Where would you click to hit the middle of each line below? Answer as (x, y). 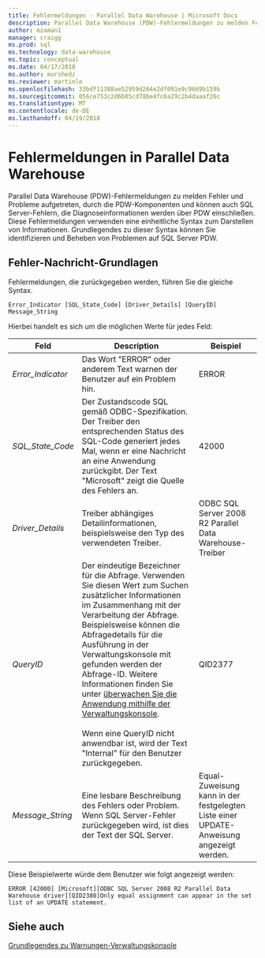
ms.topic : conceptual (44, 60)
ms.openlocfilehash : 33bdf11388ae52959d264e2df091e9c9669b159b (114, 89)
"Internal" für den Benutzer (132, 753)
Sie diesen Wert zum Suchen (135, 585)
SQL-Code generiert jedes (131, 441)
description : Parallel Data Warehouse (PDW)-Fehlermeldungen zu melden (128, 23)
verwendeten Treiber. (121, 543)
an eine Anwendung (119, 460)
